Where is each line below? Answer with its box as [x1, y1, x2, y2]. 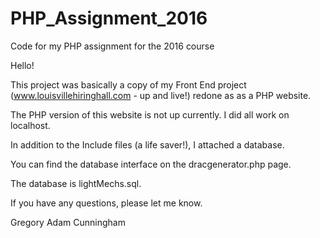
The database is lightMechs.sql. [10, 177, 142, 189]
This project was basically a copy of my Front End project [10, 78, 247, 91]
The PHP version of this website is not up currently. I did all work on [10, 108, 290, 121]
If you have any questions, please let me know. [10, 197, 203, 209]
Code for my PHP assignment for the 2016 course [10, 40, 215, 52]
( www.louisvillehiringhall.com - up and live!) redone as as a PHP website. [10, 89, 312, 101]
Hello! [10, 59, 35, 71]
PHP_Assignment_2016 [10, 7, 208, 30]
